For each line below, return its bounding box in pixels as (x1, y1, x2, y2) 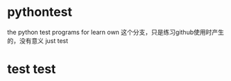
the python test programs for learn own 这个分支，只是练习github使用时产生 (7, 28, 224, 36)
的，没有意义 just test (7, 36, 69, 45)
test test (7, 62, 56, 77)
